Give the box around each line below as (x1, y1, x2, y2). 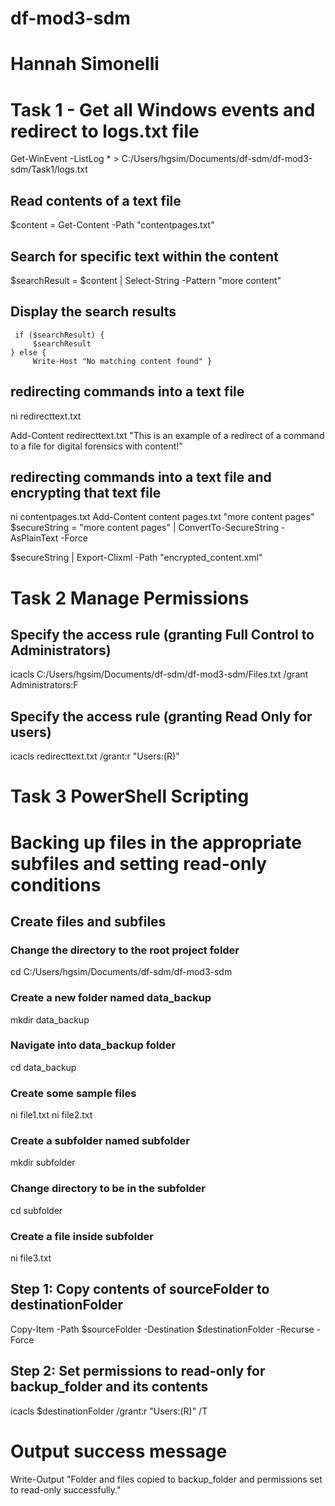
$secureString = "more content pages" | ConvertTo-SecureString (10, 522, 280, 534)
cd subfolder (10, 1204, 63, 1216)
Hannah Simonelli (10, 53, 160, 76)
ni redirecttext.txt (10, 410, 82, 422)
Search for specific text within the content (10, 248, 279, 265)
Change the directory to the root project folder (10, 943, 240, 957)
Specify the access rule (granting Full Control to (10, 626, 315, 643)
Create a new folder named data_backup (10, 991, 212, 1005)
